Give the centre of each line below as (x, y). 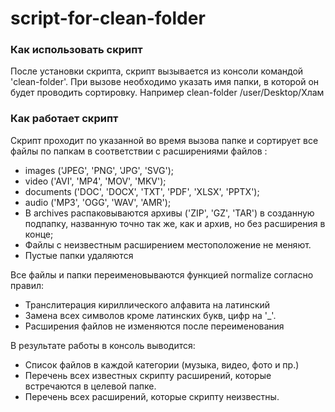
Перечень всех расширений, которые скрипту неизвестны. (152, 396)
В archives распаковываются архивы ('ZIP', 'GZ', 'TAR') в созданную (169, 213)
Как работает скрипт (64, 119)
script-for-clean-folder (108, 18)
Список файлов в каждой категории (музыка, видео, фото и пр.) (162, 364)
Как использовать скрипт (76, 50)
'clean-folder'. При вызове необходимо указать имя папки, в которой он (165, 82)
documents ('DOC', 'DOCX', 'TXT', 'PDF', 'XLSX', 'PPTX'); (142, 191)
